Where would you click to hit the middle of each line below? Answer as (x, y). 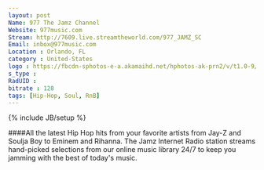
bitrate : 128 (31, 88)
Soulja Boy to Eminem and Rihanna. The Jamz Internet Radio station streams (132, 141)
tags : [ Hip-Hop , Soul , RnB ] (54, 96)
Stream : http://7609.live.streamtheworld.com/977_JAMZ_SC (105, 37)
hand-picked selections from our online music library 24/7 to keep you (122, 150)
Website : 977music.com (45, 30)
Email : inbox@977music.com (52, 45)
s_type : (22, 74)
